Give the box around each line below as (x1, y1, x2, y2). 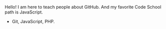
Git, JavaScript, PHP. (11, 19, 55, 24)
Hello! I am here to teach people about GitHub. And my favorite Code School (4, 4, 162, 10)
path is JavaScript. (4, 9, 43, 15)
